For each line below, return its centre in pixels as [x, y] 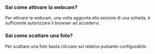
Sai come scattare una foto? [39, 36]
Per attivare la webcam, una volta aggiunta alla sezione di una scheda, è [78, 18]
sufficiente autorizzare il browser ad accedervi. [53, 23]
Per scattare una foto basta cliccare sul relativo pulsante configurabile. [76, 46]
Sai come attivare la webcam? [41, 7]
